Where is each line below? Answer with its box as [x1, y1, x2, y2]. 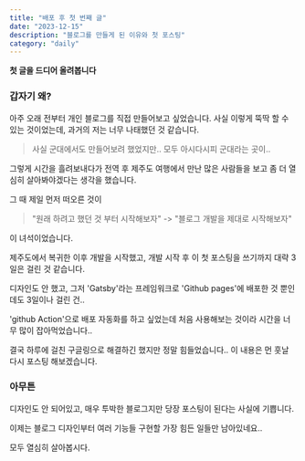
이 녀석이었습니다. [9, 232, 74, 243]
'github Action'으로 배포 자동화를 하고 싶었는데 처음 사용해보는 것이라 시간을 [9, 313, 281, 324]
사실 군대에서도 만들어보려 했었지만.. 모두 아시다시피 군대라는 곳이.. [31, 143, 271, 154]
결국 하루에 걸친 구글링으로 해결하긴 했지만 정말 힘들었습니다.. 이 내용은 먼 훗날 [9, 344, 289, 355]
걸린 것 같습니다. [26, 263, 85, 274]
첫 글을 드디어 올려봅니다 [9, 65, 97, 76]
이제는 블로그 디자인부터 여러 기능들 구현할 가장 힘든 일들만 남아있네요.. [9, 422, 263, 434]
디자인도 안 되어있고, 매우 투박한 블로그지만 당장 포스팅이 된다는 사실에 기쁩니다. [9, 403, 295, 414]
